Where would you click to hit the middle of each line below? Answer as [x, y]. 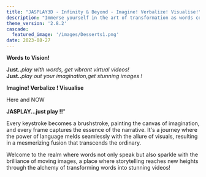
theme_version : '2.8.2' [37, 23]
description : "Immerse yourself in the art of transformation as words [100, 18]
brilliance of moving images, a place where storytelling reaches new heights [102, 161]
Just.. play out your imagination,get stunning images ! [74, 76]
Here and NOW [25, 99]
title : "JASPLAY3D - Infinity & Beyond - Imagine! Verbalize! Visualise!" [104, 12]
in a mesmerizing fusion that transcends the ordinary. [74, 143]
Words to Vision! [28, 58]
